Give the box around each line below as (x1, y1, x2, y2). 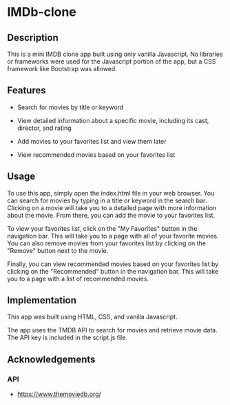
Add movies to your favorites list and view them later (17, 137, 167, 145)
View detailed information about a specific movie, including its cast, (17, 116, 209, 124)
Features (7, 84, 46, 97)
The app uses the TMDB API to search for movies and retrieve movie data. (7, 326, 218, 335)
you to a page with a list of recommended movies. (7, 274, 149, 283)
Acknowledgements (7, 353, 96, 365)
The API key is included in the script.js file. (7, 333, 127, 342)
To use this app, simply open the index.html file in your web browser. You (7, 189, 215, 197)
